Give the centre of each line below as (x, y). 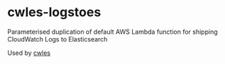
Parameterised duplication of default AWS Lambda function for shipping (112, 32)
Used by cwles (29, 53)
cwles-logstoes (54, 12)
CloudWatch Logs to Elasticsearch (57, 39)
